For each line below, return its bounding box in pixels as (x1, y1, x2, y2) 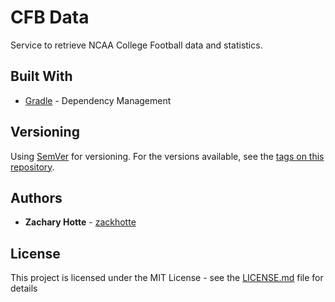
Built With (10, 68, 73, 85)
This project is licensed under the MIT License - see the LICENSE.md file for (10, 272, 324, 284)
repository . (10, 161, 55, 173)
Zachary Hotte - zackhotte (24, 216, 137, 228)
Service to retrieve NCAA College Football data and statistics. (10, 39, 263, 51)
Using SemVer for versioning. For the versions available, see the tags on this (10, 150, 325, 162)
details (10, 282, 38, 295)
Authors (10, 189, 63, 206)
